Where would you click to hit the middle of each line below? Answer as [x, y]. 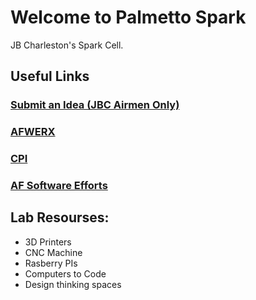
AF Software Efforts [59, 186]
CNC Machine [53, 252]
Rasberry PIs [51, 263]
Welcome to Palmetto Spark [128, 17]
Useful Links [50, 76]
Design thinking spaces [73, 284]
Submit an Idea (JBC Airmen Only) [95, 105]
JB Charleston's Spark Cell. [67, 45]
